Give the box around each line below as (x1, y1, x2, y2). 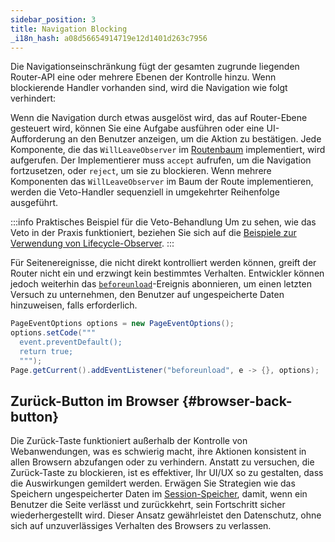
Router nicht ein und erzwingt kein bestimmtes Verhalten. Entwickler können (10, 267, 325, 280)
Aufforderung (10, 133, 66, 145)
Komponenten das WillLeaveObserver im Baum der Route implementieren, (10, 176, 314, 188)
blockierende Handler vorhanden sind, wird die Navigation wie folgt (10, 82, 288, 94)
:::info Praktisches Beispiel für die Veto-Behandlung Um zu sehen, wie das (10, 216, 317, 228)
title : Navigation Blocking (10, 24, 128, 34)
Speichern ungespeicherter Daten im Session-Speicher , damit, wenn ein (10, 488, 308, 500)
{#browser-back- (181, 393, 293, 410)
